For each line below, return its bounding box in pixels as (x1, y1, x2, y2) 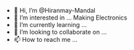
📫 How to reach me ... (13, 36, 78, 43)
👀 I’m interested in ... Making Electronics (13, 14, 128, 22)
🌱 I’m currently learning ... (13, 21, 87, 28)
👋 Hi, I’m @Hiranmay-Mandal (13, 7, 96, 14)
